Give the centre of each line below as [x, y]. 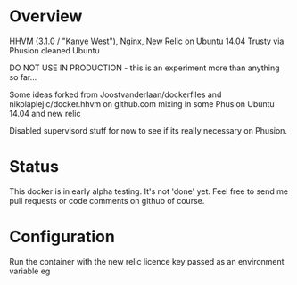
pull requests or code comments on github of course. [107, 200]
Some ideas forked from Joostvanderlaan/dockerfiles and [115, 94]
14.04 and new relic [45, 113]
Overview [46, 16]
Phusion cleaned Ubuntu [54, 50]
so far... [23, 77]
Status [34, 167]
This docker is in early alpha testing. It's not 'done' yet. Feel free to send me [148, 191]
